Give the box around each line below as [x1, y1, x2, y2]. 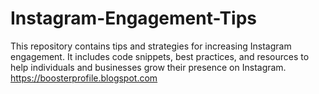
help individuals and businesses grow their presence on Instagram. [10, 61, 287, 73]
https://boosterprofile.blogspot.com [10, 72, 158, 84]
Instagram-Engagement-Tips [10, 7, 258, 30]
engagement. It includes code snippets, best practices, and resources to [10, 50, 310, 62]
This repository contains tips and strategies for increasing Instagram [10, 40, 292, 52]
